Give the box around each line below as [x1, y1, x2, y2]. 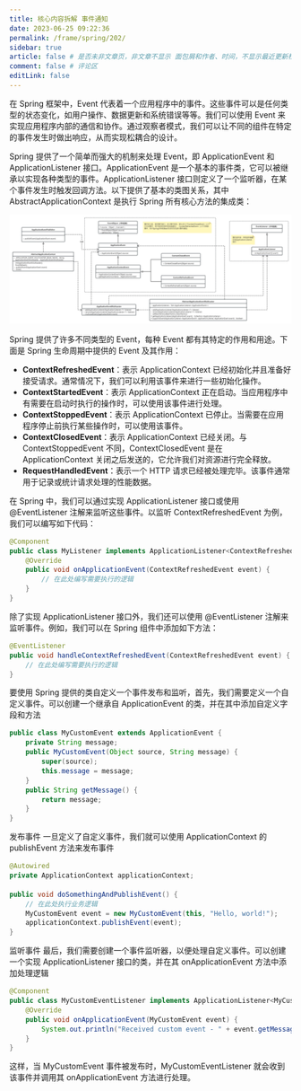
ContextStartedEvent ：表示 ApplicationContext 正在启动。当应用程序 [21, 386, 280, 397]
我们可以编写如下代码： [9, 517, 96, 529]
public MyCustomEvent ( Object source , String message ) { [25, 748, 239, 757]
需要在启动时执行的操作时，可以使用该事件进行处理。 [30, 398, 227, 409]
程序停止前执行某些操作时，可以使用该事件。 [21, 420, 188, 431]
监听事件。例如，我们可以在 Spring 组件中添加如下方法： [9, 622, 219, 633]
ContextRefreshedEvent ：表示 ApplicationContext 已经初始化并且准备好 [21, 364, 291, 374]
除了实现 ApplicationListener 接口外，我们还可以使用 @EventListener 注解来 [9, 611, 289, 621]
